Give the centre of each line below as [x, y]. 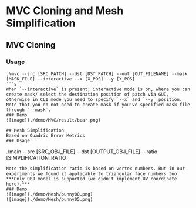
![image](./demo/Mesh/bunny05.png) [50, 199]
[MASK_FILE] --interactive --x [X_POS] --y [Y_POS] [70, 79]
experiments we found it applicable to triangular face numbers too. [93, 174]
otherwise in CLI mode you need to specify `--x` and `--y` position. [94, 99]
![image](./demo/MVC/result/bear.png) [53, 120]
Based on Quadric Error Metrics [45, 135]
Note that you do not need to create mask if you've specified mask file [98, 105]
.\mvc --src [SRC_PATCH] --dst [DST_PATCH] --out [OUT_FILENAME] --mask [97, 74]
